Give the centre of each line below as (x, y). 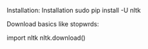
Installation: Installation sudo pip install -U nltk (74, 10)
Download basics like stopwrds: (53, 24)
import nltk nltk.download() (46, 38)
